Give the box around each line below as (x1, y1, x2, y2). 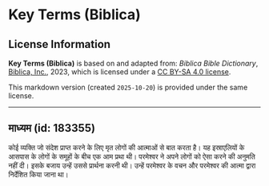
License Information (8, 38, 110, 51)
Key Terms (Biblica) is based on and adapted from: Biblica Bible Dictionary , (8, 58, 259, 68)
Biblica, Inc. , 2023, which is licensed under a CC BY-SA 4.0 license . (8, 67, 231, 77)
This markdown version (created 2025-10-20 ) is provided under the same (8, 82, 248, 92)
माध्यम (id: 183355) (8, 121, 96, 135)
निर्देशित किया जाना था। (8, 169, 70, 179)
